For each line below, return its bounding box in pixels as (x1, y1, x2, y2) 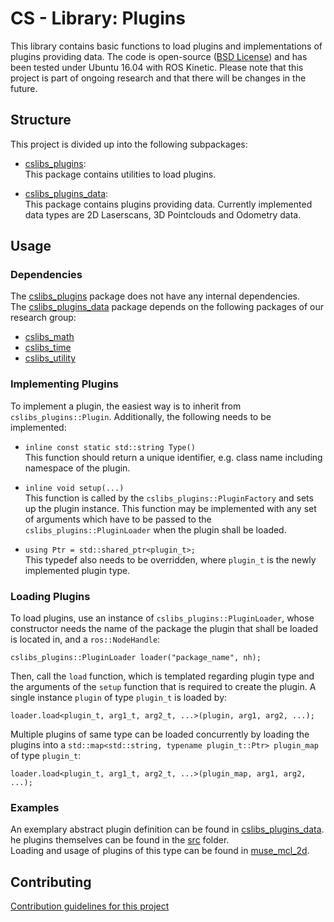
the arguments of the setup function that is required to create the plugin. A (10, 681, 317, 693)
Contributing (10, 873, 92, 891)
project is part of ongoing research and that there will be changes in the (10, 72, 307, 84)
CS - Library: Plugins (10, 7, 186, 30)
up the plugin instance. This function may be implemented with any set (24, 502, 317, 514)
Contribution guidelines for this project (10, 900, 170, 912)
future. (10, 82, 38, 94)
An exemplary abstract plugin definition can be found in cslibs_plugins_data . (10, 823, 325, 836)
